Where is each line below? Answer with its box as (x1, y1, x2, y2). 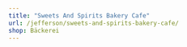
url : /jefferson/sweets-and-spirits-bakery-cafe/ (8, 19, 180, 27)
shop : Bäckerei (8, 26, 60, 34)
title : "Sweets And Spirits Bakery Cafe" (8, 11, 151, 20)
